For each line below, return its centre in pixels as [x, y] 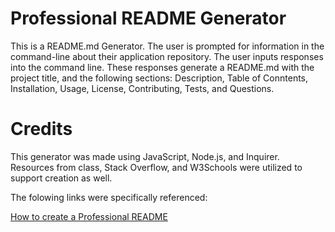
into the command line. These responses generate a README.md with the [162, 67]
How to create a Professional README [89, 216]
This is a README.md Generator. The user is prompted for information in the [167, 46]
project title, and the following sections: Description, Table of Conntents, [159, 78]
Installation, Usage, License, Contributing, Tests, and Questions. [142, 88]
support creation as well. [61, 178]
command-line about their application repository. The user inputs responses [167, 56]
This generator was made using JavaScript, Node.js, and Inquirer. [145, 156]
